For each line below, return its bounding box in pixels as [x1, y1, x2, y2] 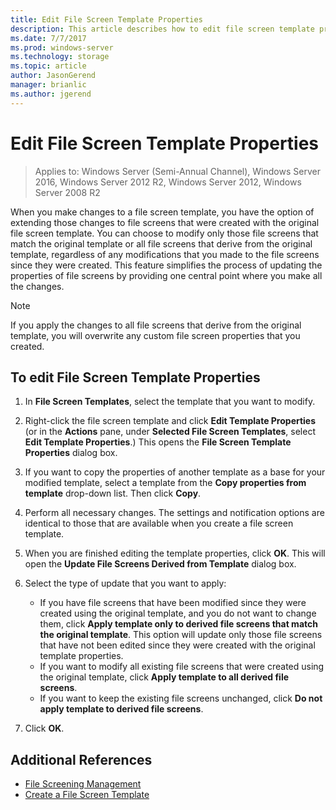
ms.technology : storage [10, 52, 110, 62]
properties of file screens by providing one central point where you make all [10, 269, 323, 281]
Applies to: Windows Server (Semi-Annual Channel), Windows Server [34, 165, 321, 177]
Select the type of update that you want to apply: [24, 577, 227, 590]
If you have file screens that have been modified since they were [39, 597, 307, 609]
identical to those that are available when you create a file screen [24, 517, 294, 530]
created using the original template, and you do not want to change [39, 607, 317, 620]
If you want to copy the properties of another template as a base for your [24, 466, 326, 478]
